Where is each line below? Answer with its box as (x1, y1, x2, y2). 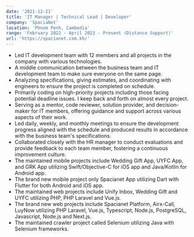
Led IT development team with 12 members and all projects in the (14, 52, 172, 58)
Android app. (14, 170, 46, 176)
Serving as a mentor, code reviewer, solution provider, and (14, 102, 155, 108)
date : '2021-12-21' (6, 8, 54, 15)
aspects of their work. (14, 114, 68, 120)
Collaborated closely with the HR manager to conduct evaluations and (14, 138, 183, 145)
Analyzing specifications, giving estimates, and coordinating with (14, 76, 171, 83)
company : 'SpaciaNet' (6, 19, 59, 25)
